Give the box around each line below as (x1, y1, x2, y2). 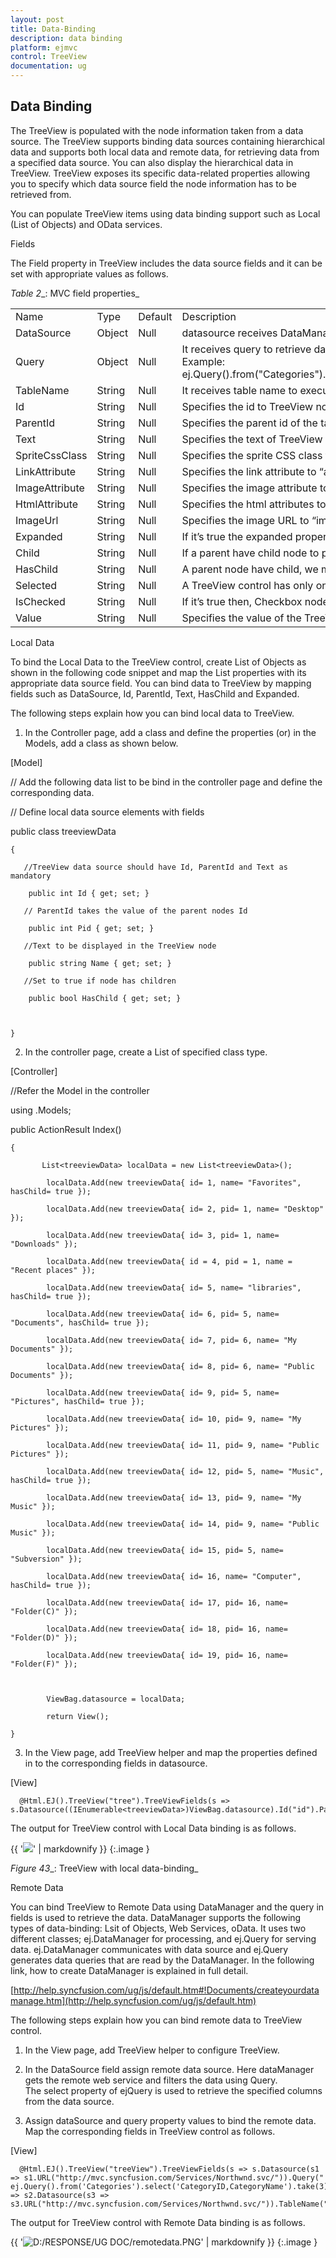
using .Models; (10, 1104, 72, 1116)
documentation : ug (10, 61, 87, 71)
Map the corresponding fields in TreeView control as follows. (24, 2125, 276, 2137)
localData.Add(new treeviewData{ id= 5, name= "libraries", (46, 1282, 302, 1293)
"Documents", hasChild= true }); (10, 1317, 150, 1328)
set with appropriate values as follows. (10, 267, 169, 280)
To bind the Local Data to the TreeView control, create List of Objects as (10, 656, 307, 668)
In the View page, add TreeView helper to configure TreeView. (24, 2044, 280, 2056)
